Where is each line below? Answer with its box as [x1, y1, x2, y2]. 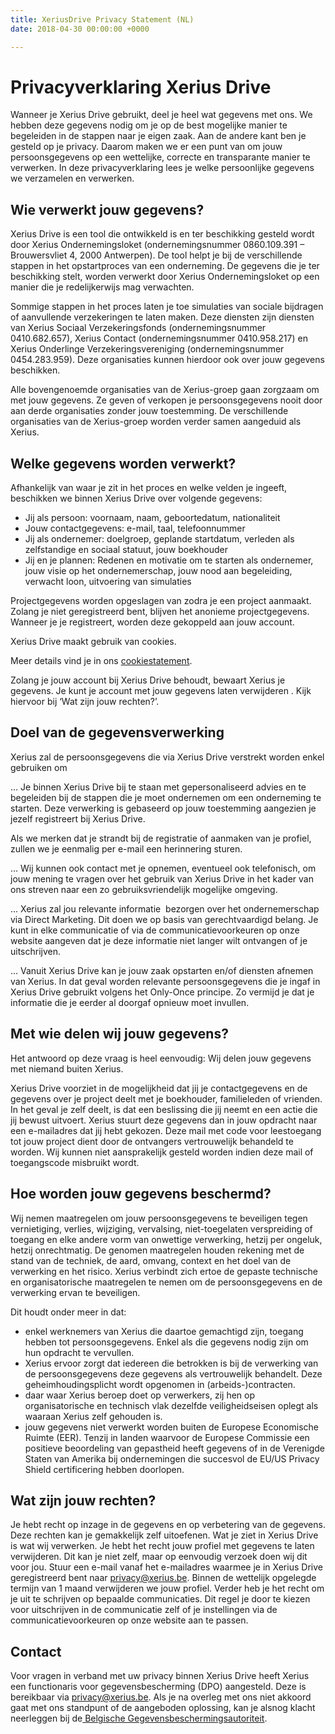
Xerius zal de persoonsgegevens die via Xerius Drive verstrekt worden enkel [10, 751, 325, 763]
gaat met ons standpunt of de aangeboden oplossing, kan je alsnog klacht [10, 1702, 316, 1714]
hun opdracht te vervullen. [24, 1346, 135, 1358]
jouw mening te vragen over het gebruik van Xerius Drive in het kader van [10, 872, 314, 885]
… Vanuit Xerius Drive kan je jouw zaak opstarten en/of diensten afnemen [10, 964, 314, 976]
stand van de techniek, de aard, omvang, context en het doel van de [10, 1254, 292, 1266]
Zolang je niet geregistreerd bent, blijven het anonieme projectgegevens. [10, 606, 310, 618]
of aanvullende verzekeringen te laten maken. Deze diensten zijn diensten [10, 311, 315, 323]
